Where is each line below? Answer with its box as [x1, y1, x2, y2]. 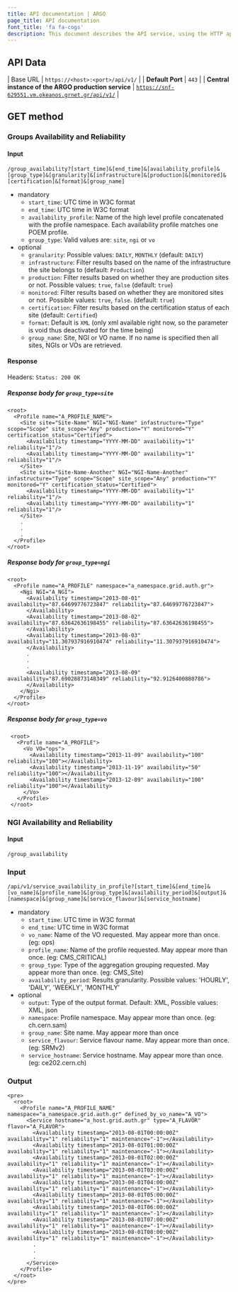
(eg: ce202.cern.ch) [28, 1059, 87, 1067]
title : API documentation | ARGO [7, 10, 106, 18]
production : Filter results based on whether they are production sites [28, 273, 229, 281]
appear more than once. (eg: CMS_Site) [28, 968, 144, 977]
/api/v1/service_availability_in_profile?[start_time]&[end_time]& [7, 883, 211, 890]
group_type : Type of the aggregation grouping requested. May [28, 961, 210, 970]
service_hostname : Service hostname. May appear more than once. [28, 1051, 224, 1060]
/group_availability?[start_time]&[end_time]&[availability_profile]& [7, 165, 220, 172]
